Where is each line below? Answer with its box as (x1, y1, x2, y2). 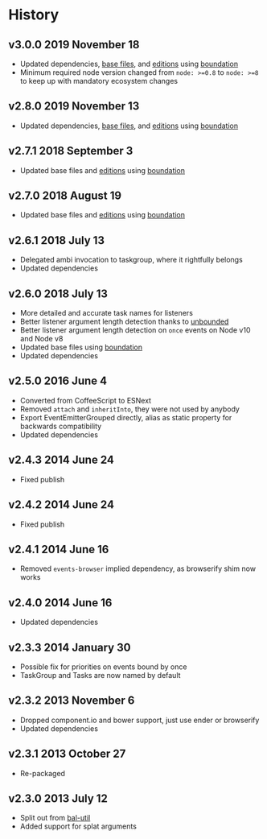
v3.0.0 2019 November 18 (8, 38, 140, 52)
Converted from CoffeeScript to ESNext (19, 395, 151, 405)
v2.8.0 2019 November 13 (8, 99, 140, 114)
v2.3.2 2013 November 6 (8, 694, 135, 708)
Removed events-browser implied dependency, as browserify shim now (19, 564, 256, 573)
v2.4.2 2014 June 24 (8, 498, 115, 512)
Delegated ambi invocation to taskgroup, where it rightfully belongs (19, 255, 243, 265)
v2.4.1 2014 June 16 (8, 542, 109, 556)
